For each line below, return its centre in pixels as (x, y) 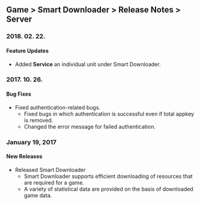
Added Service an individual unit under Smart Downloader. (88, 64)
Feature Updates (28, 50)
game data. (38, 195)
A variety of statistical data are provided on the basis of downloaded (108, 189)
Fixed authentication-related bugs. (58, 107)
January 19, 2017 (32, 142)
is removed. (38, 120)
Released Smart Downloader (50, 170)
